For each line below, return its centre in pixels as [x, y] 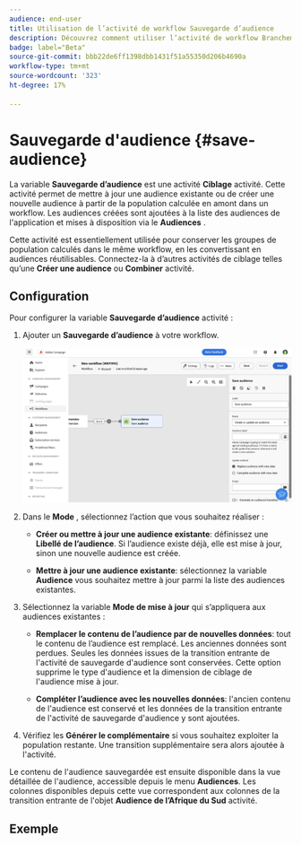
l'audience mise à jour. [77, 682]
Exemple [34, 828]
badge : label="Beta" [48, 48]
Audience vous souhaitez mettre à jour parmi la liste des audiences [160, 580]
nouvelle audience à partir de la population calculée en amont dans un [139, 203]
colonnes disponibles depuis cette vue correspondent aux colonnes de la [145, 791]
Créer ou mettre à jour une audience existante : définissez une [152, 535]
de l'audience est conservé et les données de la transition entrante [159, 709]
